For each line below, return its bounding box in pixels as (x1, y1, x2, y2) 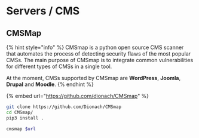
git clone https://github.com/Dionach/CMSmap (6, 104, 121, 110)
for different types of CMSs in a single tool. (6, 63, 112, 70)
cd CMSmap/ (6, 109, 33, 115)
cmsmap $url (6, 125, 36, 132)
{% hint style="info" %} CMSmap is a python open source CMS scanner (6, 44, 184, 51)
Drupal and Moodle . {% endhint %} (6, 81, 94, 88)
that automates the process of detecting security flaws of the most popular (6, 50, 191, 57)
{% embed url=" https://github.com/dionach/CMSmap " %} (6, 93, 149, 99)
